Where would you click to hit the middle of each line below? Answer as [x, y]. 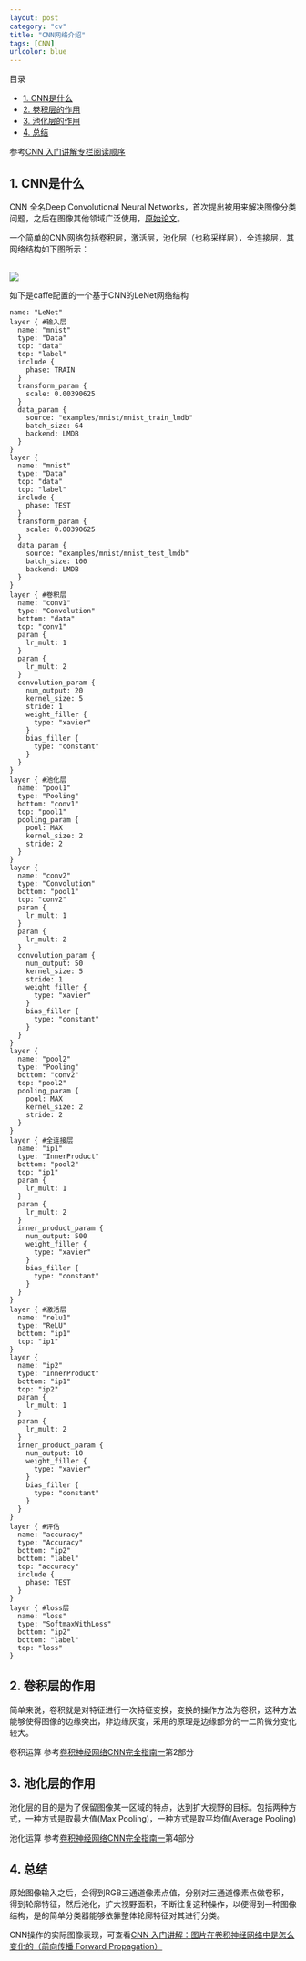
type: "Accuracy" [51, 1542]
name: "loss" [42, 1616]
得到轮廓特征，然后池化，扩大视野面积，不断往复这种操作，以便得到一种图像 [153, 1905]
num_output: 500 [57, 1236]
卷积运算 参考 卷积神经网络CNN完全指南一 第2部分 [102, 1751]
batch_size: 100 [57, 561]
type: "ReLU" [42, 1325]
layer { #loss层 [40, 1608]
